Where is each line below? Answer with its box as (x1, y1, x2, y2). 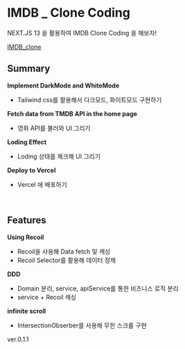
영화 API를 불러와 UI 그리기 (17, 124, 91, 132)
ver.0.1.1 (7, 335, 29, 343)
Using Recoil (7, 233, 44, 241)
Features (7, 214, 46, 227)
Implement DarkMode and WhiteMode (7, 81, 120, 90)
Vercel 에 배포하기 (17, 180, 67, 188)
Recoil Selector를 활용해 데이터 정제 (17, 256, 116, 264)
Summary (7, 63, 51, 74)
